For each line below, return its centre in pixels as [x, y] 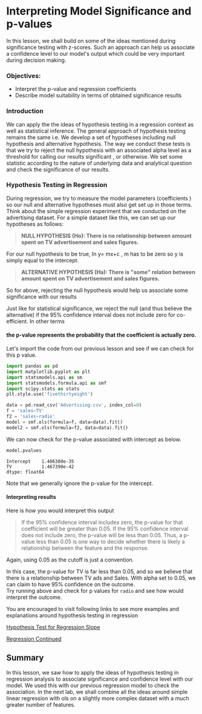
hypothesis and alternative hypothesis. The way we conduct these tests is [98, 144]
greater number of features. [41, 704]
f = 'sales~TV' [25, 411]
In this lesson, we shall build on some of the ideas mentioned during [91, 41]
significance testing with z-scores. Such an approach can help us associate [101, 47]
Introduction [25, 111]
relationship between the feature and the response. [85, 548]
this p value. [21, 355]
